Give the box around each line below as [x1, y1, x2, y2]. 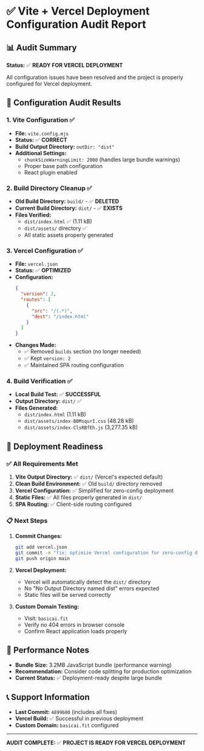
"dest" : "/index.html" [31, 314, 89, 320]
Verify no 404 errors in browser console [24, 621, 125, 628]
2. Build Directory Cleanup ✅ [6, 184, 92, 192]
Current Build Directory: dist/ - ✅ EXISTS [15, 204, 123, 212]
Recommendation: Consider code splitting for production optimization [15, 667, 192, 675]
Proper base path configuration [24, 162, 103, 169]
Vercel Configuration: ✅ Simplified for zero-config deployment [15, 487, 174, 494]
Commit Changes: [15, 533, 63, 540]
